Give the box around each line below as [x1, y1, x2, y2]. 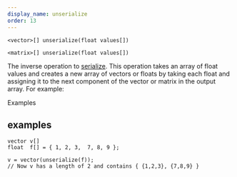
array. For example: [7, 84, 64, 93]
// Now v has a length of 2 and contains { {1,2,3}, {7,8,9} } [7, 163, 200, 170]
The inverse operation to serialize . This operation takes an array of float [7, 61, 218, 70]
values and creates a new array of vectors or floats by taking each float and [7, 69, 231, 78]
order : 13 [7, 17, 37, 24]
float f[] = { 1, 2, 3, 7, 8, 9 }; [7, 144, 120, 151]
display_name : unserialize [7, 10, 88, 18]
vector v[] [7, 138, 40, 145]
